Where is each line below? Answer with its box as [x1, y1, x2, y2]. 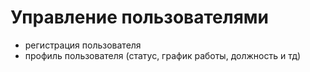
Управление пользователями [10, 6, 269, 29]
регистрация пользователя [24, 39, 142, 51]
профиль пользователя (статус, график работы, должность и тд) [24, 49, 302, 61]
